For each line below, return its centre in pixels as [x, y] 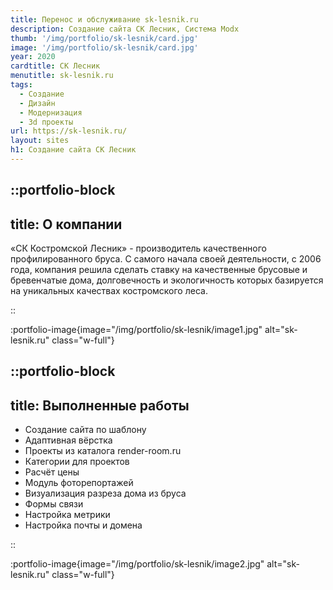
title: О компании [66, 224]
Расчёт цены [52, 472]
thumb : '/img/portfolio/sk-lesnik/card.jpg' [104, 38]
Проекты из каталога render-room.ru [103, 451]
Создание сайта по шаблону [85, 430]
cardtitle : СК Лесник [55, 66]
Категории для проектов [77, 462]
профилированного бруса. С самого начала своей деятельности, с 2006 [166, 259]
